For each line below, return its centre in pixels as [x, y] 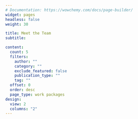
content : [15, 47]
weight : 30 [17, 24]
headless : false [22, 19]
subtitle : [16, 38]
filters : [19, 56]
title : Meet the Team [28, 34]
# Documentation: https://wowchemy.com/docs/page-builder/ [69, 10]
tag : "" [22, 80]
